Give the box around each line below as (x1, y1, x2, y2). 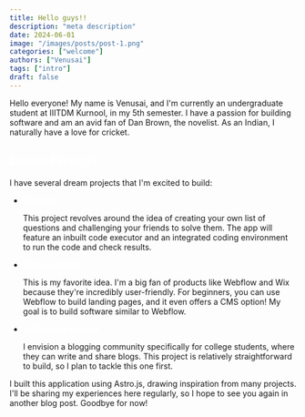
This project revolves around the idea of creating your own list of (22, 212, 266, 223)
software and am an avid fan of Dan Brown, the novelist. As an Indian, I (9, 117, 275, 127)
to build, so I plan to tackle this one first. (22, 361, 173, 371)
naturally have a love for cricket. (9, 127, 130, 137)
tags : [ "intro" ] (9, 65, 71, 74)
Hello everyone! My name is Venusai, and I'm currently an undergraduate (9, 97, 284, 108)
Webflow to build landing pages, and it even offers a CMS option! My (22, 296, 281, 307)
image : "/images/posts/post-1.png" (9, 38, 145, 48)
